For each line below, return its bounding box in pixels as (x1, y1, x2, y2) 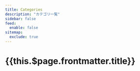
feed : (5, 21, 16, 26)
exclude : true (9, 35, 38, 40)
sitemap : (5, 30, 23, 35)
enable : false (9, 25, 38, 30)
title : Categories (5, 7, 43, 12)
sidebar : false (5, 16, 36, 21)
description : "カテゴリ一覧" (5, 12, 60, 17)
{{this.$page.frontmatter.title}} (5, 56, 136, 67)
